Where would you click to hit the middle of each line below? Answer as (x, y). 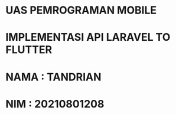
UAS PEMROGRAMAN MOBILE (81, 10)
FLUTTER (29, 50)
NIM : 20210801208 (55, 104)
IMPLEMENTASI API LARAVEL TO (88, 38)
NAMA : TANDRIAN (53, 77)
